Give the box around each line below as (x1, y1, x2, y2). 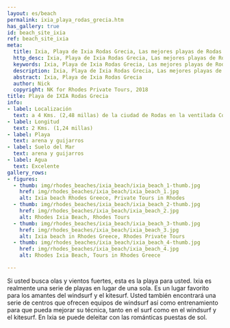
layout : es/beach (7, 10, 57, 17)
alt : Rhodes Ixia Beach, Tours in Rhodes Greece (19, 252, 161, 259)
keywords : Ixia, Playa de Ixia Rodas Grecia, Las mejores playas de (13, 61, 213, 68)
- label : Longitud (7, 118, 60, 125)
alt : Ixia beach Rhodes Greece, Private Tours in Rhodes (19, 194, 186, 202)
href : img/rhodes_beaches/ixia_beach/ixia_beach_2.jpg (19, 207, 179, 214)
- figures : (7, 175, 38, 182)
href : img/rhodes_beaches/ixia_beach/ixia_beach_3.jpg (19, 227, 179, 234)
